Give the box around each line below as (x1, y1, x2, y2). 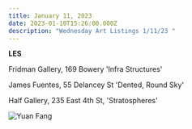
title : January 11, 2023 (8, 11, 92, 20)
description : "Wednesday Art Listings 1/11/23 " (8, 27, 176, 35)
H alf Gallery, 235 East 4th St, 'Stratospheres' (8, 96, 158, 106)
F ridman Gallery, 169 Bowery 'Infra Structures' (8, 64, 163, 74)
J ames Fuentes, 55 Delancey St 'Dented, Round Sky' (8, 80, 185, 89)
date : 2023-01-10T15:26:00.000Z (8, 19, 117, 27)
